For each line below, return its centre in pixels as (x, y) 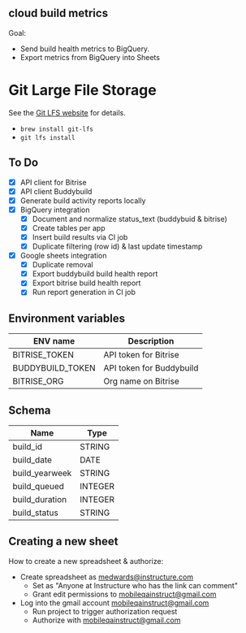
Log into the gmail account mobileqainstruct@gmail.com (114, 603)
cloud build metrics (58, 13)
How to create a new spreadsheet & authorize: (86, 561)
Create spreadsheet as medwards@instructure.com (106, 577)
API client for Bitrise (53, 182)
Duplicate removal (63, 265)
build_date (32, 460)
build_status (35, 513)
